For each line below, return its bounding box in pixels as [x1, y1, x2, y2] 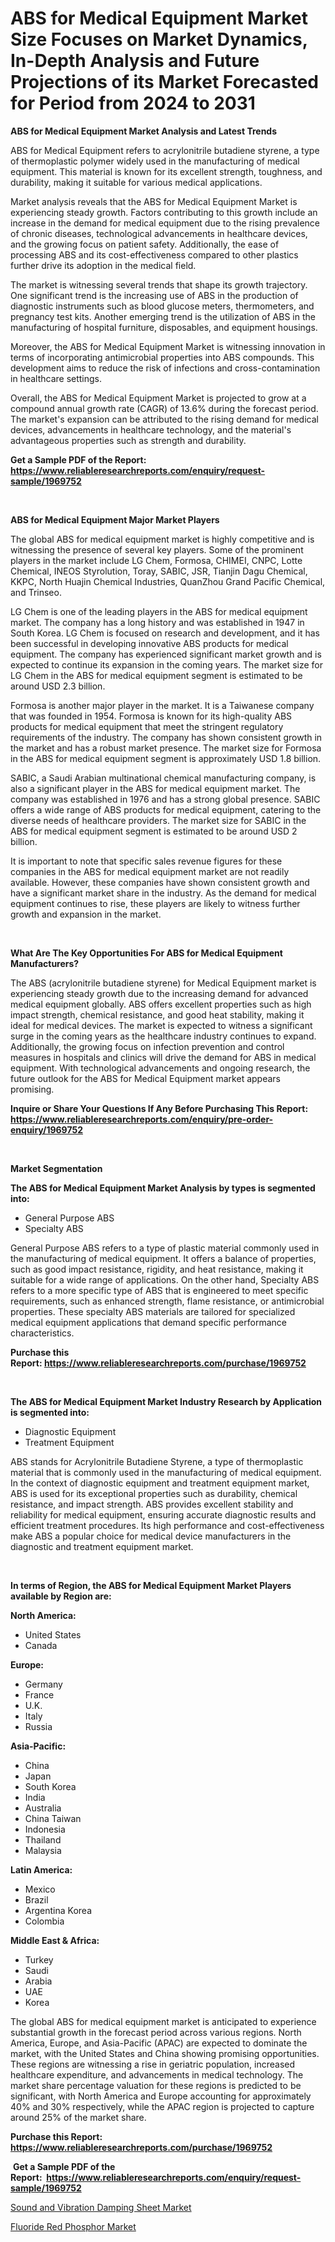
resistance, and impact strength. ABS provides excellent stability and [10, 1498, 294, 1510]
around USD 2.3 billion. [10, 680, 106, 692]
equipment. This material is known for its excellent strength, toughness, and [10, 165, 323, 177]
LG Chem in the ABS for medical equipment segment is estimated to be [10, 669, 303, 681]
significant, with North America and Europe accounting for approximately [10, 2090, 312, 2102]
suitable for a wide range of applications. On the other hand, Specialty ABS [10, 1273, 320, 1286]
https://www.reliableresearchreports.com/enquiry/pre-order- [10, 1113, 274, 1125]
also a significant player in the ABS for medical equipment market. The [10, 782, 301, 794]
